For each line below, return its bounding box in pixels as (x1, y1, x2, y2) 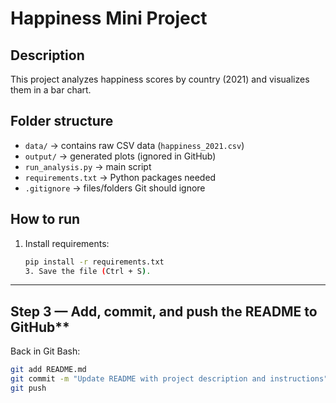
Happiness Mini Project (10, 7, 208, 30)
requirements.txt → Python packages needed (24, 171, 217, 183)
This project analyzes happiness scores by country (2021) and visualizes (10, 73, 310, 85)
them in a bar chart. (10, 84, 92, 96)
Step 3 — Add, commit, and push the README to (10, 303, 318, 320)
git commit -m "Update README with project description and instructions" (10, 374, 329, 384)
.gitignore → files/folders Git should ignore (24, 182, 206, 194)
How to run (10, 211, 81, 228)
